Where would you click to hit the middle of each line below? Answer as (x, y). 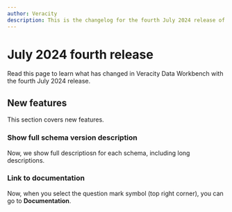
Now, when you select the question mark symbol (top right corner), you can (115, 193)
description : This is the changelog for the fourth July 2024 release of (116, 20)
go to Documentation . (39, 201)
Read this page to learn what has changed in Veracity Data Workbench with (115, 74)
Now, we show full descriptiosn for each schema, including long (99, 153)
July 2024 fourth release (81, 55)
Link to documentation (46, 178)
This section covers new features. (56, 120)
